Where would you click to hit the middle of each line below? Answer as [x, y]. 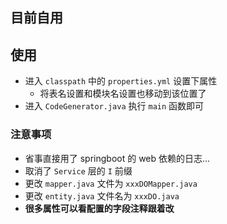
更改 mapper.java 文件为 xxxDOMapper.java [111, 183]
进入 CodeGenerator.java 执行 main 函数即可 [114, 106]
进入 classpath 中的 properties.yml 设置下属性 [121, 81]
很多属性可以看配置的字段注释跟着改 [99, 208]
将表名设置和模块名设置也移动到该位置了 [123, 94]
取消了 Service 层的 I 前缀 [78, 170]
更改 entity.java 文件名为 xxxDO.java [102, 195]
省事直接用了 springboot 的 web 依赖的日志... [117, 158]
